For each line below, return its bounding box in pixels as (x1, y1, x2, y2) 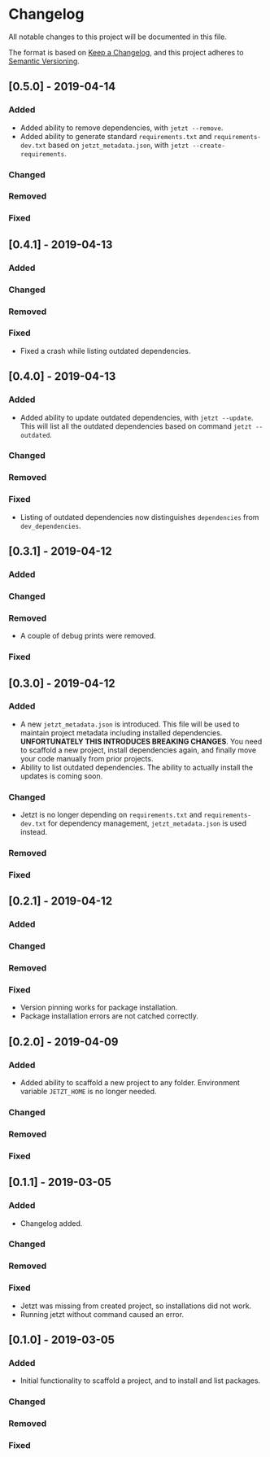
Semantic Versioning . (8, 56, 80, 66)
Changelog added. (20, 1218, 83, 1228)
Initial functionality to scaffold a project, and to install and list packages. (20, 1376, 261, 1385)
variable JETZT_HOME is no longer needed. (20, 1087, 157, 1097)
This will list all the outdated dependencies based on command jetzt (20, 421, 252, 431)
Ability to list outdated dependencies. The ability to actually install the (20, 762, 254, 772)
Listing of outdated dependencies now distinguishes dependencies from (20, 512, 259, 521)
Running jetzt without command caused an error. (20, 1309, 185, 1319)
